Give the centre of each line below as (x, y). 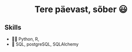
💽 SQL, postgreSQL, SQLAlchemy (45, 44)
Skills (13, 27)
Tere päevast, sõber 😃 (81, 9)
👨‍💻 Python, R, (25, 39)
